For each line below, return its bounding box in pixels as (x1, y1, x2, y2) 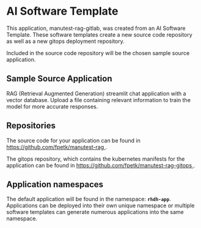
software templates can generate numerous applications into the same (6, 208, 185, 216)
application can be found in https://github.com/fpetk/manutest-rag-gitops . (6, 161, 196, 169)
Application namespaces (6, 179, 104, 189)
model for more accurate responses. (6, 103, 98, 110)
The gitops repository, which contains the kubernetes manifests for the (6, 155, 185, 163)
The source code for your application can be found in (6, 136, 141, 144)
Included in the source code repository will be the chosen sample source (6, 49, 190, 56)
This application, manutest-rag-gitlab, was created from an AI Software (6, 24, 186, 32)
